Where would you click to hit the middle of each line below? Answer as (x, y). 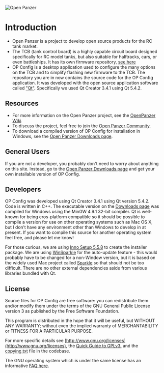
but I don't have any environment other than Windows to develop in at (76, 227)
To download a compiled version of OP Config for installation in (76, 131)
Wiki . (17, 120)
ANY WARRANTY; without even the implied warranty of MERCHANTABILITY (82, 326)
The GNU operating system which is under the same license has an (73, 361)
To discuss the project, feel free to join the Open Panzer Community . (82, 126)
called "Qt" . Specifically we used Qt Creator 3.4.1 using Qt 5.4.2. (77, 88)
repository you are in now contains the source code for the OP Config (82, 77)
